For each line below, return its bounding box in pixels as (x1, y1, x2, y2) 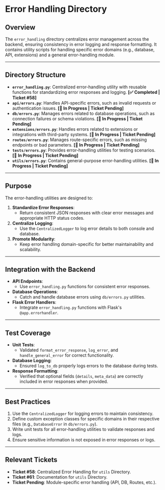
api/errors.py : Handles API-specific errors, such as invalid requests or (12, 100, 156, 106)
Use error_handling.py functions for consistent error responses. (19, 284, 151, 290)
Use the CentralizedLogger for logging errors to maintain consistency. (12, 411, 154, 416)
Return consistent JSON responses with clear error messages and (19, 210, 154, 216)
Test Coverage (5, 329, 51, 337)
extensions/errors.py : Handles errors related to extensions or (12, 126, 138, 132)
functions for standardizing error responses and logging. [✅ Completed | (12, 89, 161, 95)
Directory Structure (5, 71, 66, 79)
